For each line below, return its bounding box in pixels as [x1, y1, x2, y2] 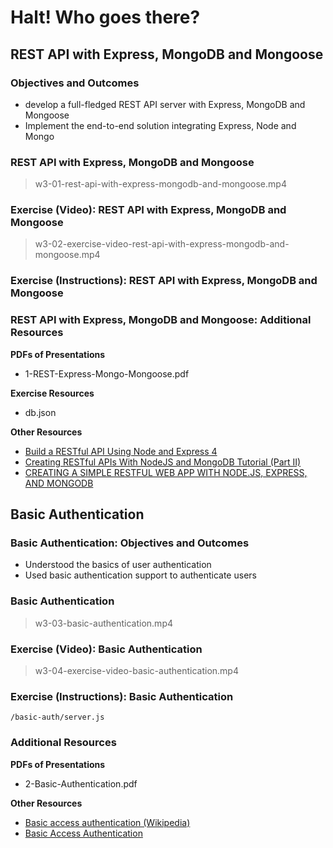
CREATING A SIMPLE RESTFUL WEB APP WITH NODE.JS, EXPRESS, [24, 466, 308, 478]
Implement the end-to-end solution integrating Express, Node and [24, 119, 297, 131]
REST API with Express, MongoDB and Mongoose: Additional [10, 313, 312, 327]
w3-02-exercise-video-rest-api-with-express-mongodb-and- [34, 238, 290, 250]
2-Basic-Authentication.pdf [24, 777, 138, 790]
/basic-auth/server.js [10, 712, 105, 723]
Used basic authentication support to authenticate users [24, 569, 257, 581]
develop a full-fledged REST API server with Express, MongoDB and [24, 98, 306, 110]
